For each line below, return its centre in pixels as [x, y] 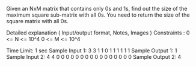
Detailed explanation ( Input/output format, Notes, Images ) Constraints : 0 [98, 33]
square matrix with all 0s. [37, 21]
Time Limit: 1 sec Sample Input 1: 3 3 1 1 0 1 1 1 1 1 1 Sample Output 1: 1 [92, 51]
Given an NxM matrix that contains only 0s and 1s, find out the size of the [97, 9]
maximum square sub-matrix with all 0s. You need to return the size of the [98, 15]
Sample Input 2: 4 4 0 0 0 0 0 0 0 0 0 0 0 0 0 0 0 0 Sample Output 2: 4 [94, 57]
